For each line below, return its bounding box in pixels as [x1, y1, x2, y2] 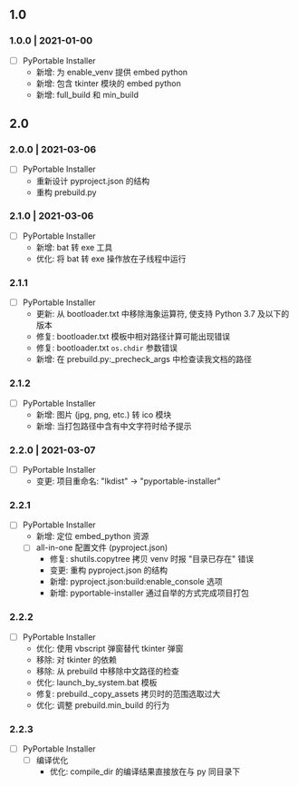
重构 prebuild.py [35, 186, 97, 198]
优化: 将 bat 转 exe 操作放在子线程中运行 [35, 253, 187, 264]
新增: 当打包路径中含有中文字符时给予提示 [35, 420, 192, 431]
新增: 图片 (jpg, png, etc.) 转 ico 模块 [35, 408, 172, 420]
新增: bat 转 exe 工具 [35, 241, 113, 252]
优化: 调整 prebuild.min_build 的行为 [35, 699, 170, 711]
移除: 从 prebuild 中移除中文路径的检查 [35, 665, 179, 676]
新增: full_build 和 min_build [35, 89, 139, 100]
